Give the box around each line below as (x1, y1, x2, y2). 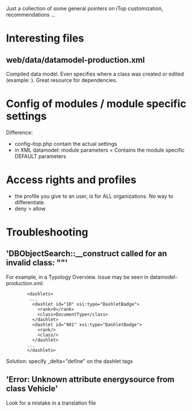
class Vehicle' (6, 383, 58, 394)
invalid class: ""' (6, 258, 68, 268)
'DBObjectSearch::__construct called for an (6, 249, 167, 259)
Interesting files (6, 32, 85, 45)
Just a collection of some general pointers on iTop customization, (6, 5, 163, 12)
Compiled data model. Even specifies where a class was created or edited (6, 70, 184, 77)
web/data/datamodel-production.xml (6, 55, 145, 65)
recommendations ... (6, 11, 56, 18)
